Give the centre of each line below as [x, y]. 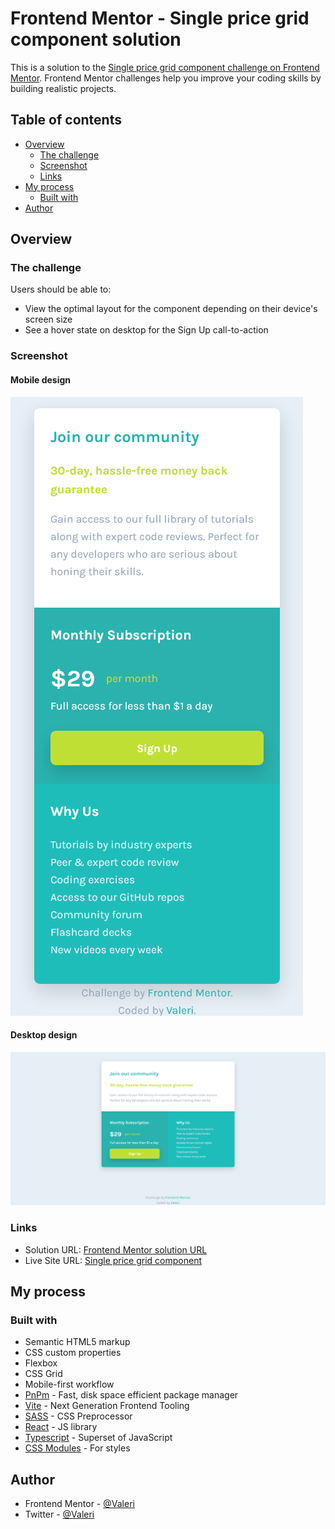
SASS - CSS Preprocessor [78, 1416]
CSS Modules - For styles [77, 1448]
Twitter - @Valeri [59, 1514]
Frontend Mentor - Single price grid [160, 18]
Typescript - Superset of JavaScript [98, 1438]
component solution [96, 39]
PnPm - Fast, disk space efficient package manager [131, 1395]
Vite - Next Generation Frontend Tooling [107, 1406]
